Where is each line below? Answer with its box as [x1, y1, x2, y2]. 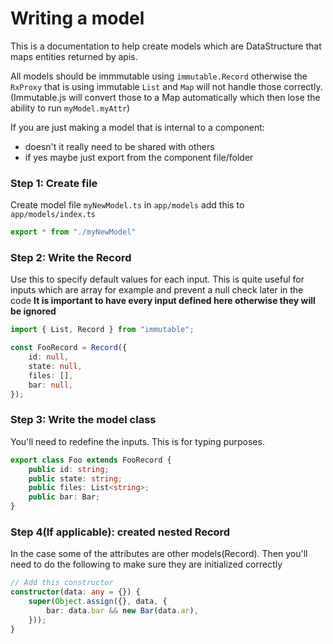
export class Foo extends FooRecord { [10, 455, 172, 465]
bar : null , [28, 380, 74, 390]
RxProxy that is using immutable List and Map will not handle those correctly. [10, 80, 323, 92]
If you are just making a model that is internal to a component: [10, 121, 265, 133]
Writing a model [10, 7, 145, 30]
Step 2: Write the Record [10, 251, 132, 265]
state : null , [28, 362, 83, 372]
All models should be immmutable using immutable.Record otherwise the [10, 70, 308, 82]
